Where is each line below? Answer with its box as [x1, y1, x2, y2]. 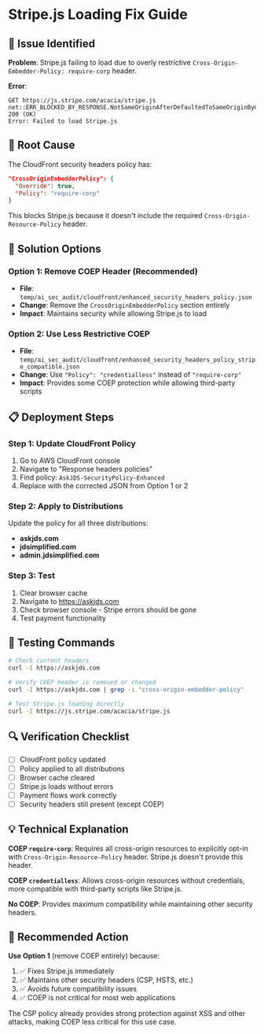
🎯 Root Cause [8, 139, 75, 152]
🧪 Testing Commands [8, 636, 115, 649]
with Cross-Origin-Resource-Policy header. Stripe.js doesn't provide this [8, 852, 244, 862]
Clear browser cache [19, 588, 88, 598]
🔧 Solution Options [8, 242, 101, 255]
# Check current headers [8, 657, 90, 665]
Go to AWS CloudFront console [19, 455, 120, 465]
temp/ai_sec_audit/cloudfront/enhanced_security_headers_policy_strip [19, 356, 256, 364]
